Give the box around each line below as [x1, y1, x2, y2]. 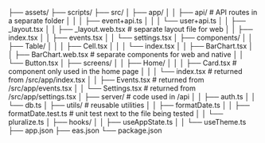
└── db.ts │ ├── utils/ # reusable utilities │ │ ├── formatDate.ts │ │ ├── [8, 100, 251, 110]
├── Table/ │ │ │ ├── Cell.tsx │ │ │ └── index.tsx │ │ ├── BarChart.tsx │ [8, 41, 253, 51]
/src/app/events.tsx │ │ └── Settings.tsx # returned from [8, 83, 197, 93]
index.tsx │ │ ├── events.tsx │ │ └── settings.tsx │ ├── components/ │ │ [8, 33, 253, 42]
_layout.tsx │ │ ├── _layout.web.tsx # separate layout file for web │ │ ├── [8, 25, 253, 33]
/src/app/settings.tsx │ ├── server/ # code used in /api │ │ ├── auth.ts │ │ [8, 92, 256, 101]
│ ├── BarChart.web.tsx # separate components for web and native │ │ [8, 50, 244, 59]
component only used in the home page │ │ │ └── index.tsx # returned [8, 67, 243, 75]
